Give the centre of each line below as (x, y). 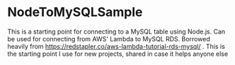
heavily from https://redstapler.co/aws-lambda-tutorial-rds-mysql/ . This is (116, 46)
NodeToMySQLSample (75, 12)
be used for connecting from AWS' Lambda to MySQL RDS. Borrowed (109, 38)
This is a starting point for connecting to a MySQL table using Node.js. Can (116, 31)
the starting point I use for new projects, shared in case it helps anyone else (118, 54)
